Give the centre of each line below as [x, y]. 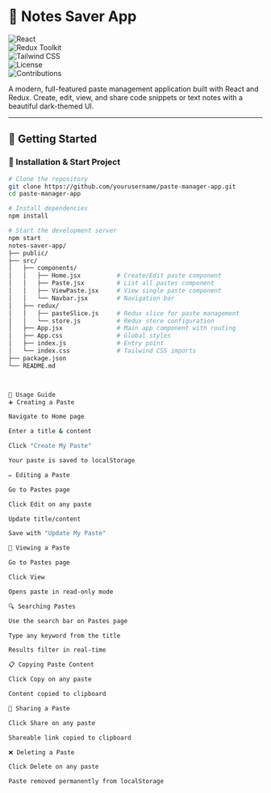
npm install [28, 216]
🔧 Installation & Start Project [65, 162]
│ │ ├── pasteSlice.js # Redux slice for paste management [124, 313]
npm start [25, 238]
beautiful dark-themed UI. [51, 106]
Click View [27, 577]
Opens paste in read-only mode [61, 592]
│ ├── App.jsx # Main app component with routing [122, 328]
